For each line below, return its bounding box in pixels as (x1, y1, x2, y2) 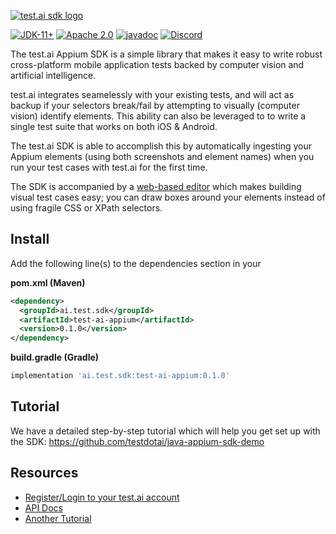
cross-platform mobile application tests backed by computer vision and (10, 59, 305, 70)
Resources (10, 465, 79, 482)
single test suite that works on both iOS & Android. (10, 121, 218, 132)
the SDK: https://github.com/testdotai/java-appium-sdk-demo (10, 435, 265, 447)
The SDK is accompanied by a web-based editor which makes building (10, 181, 302, 192)
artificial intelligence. (10, 70, 97, 81)
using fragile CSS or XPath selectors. (10, 202, 163, 214)
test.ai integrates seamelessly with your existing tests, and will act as (10, 89, 295, 100)
